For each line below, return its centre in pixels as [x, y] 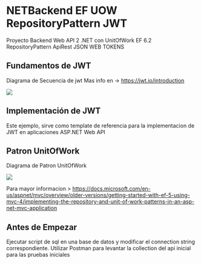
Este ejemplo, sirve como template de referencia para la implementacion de [100, 126]
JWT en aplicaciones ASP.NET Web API [56, 132]
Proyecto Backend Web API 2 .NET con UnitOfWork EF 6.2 [79, 40]
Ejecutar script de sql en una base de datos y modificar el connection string [101, 242]
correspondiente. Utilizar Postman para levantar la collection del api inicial [99, 248]
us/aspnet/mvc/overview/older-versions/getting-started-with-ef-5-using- [98, 195]
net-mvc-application [32, 208]
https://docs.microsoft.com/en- [112, 189]
